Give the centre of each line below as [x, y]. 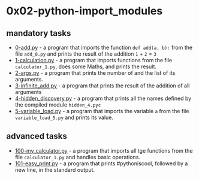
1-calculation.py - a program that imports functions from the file [94, 60]
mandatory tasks [39, 33]
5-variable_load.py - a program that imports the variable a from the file [102, 111]
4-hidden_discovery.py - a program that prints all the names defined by [103, 98]
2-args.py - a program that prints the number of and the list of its [95, 73]
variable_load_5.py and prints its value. [64, 117]
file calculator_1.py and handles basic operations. [78, 157]
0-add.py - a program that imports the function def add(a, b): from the [104, 47]
